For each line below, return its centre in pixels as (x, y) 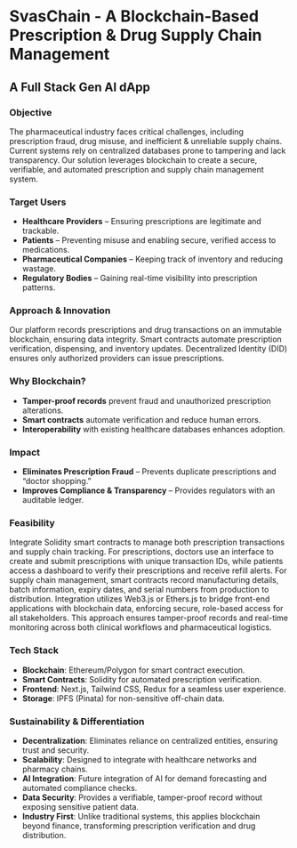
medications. (46, 250)
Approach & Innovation (60, 311)
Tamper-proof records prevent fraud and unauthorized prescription (146, 400)
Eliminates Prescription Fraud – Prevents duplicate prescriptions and (149, 472)
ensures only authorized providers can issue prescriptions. (117, 359)
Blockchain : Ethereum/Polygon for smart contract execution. (133, 670)
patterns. (39, 287)
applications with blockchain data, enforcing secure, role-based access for (146, 609)
